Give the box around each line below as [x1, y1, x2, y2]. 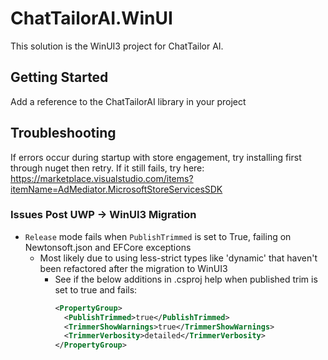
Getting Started [10, 69, 109, 86]
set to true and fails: [54, 283, 138, 296]
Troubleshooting [10, 125, 117, 142]
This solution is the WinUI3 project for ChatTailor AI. [10, 40, 224, 52]
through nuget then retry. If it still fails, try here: [10, 162, 205, 174]
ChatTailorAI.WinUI [10, 7, 173, 30]
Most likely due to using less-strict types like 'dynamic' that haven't [39, 252, 318, 264]
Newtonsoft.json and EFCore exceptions [24, 241, 192, 253]
